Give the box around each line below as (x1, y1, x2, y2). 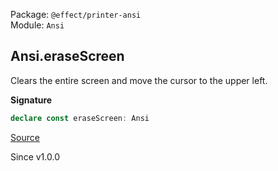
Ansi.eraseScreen (10, 48, 125, 65)
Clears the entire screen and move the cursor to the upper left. (10, 74, 268, 86)
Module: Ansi (10, 19, 65, 31)
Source (10, 131, 40, 143)
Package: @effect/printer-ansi (10, 9, 142, 20)
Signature (10, 94, 53, 106)
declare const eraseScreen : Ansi (10, 113, 150, 123)
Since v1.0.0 (10, 150, 60, 163)
